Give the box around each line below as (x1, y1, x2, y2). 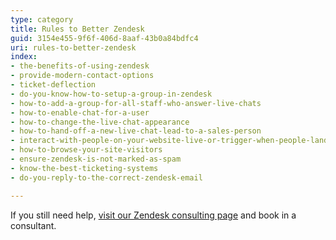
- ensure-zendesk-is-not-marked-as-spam (10, 154, 182, 164)
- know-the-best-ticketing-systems (10, 163, 159, 173)
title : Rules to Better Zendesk (10, 24, 145, 34)
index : (10, 52, 38, 62)
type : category (10, 14, 74, 25)
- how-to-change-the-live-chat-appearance (10, 117, 190, 127)
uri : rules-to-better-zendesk (10, 42, 137, 53)
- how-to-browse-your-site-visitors (10, 145, 163, 155)
